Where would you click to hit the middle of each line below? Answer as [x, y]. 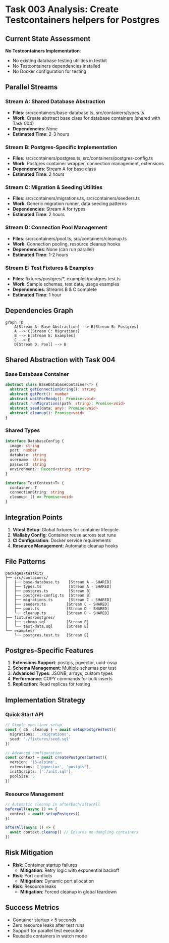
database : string [28, 455]
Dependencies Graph [39, 311]
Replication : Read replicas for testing [51, 684]
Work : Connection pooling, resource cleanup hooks [66, 244]
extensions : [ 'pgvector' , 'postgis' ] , [51, 767]
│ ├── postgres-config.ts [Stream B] [48, 595]
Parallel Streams [32, 87]
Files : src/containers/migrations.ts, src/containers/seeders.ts [76, 198]
